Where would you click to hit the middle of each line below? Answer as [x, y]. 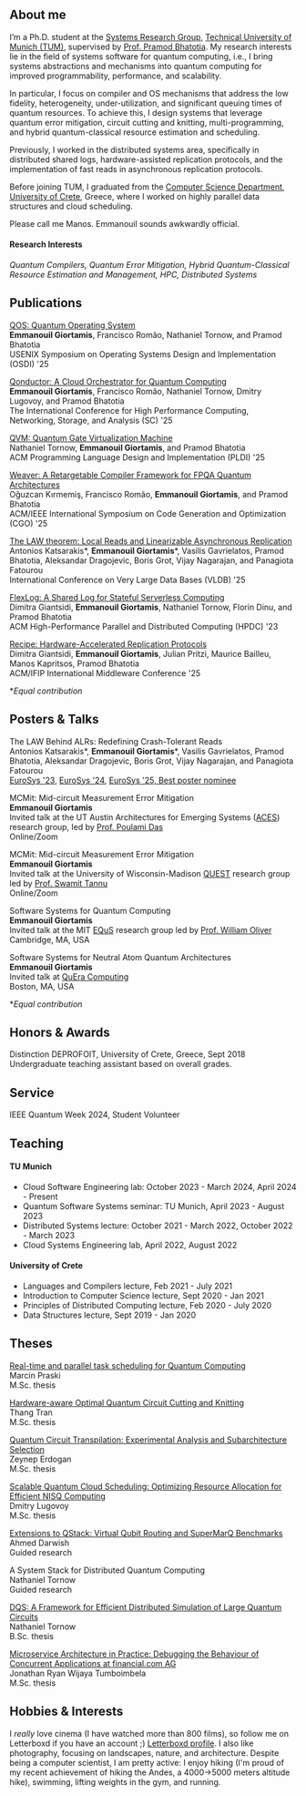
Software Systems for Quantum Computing [90, 910]
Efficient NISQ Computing [58, 1496]
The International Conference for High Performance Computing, [129, 410]
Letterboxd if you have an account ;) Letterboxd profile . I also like [132, 1743]
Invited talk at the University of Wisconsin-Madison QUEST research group [150, 873]
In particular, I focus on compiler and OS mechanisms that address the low [149, 93]
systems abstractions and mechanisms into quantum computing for [136, 66]
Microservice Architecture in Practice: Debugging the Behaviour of [134, 1654]
